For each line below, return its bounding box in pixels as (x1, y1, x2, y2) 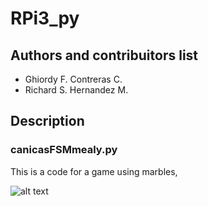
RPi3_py (10, 7, 80, 30)
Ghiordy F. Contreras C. (24, 73, 123, 85)
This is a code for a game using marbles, (10, 165, 178, 177)
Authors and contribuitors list (10, 47, 199, 64)
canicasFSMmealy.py (10, 143, 118, 157)
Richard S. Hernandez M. (24, 84, 129, 96)
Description (10, 113, 85, 130)
